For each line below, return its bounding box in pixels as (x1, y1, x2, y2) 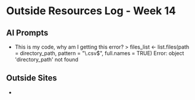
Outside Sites (6, 73, 58, 83)
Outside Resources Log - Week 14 (6, 4, 177, 18)
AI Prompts (6, 28, 49, 38)
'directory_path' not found (14, 56, 78, 63)
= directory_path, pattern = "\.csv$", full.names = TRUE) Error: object (14, 50, 184, 57)
